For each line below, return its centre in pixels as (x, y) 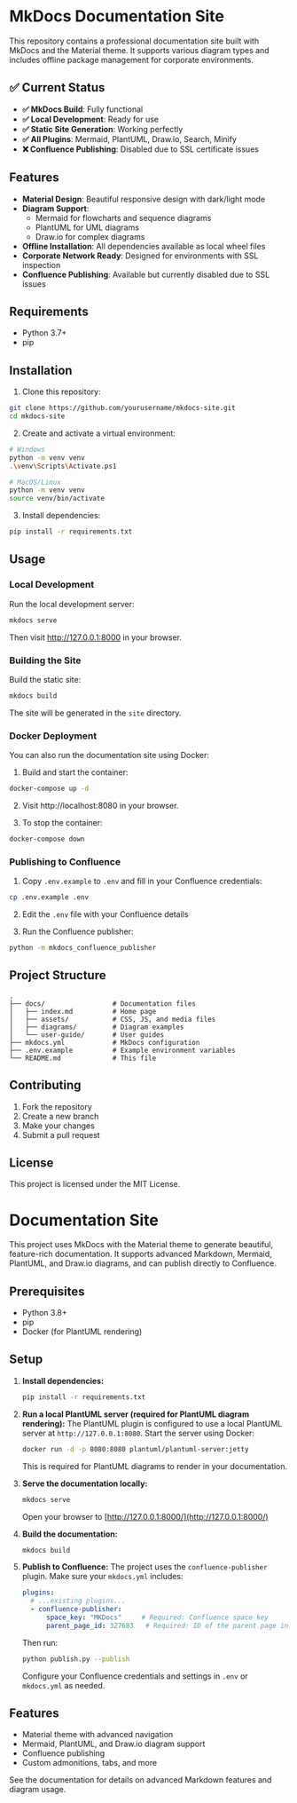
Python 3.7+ (44, 333)
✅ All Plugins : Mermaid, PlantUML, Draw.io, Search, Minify (129, 138)
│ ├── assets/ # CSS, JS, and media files (113, 1019)
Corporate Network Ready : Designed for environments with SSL (140, 256)
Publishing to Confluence (65, 861)
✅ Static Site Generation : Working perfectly (102, 129)
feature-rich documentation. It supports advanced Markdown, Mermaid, (141, 1254)
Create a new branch (60, 1116)
